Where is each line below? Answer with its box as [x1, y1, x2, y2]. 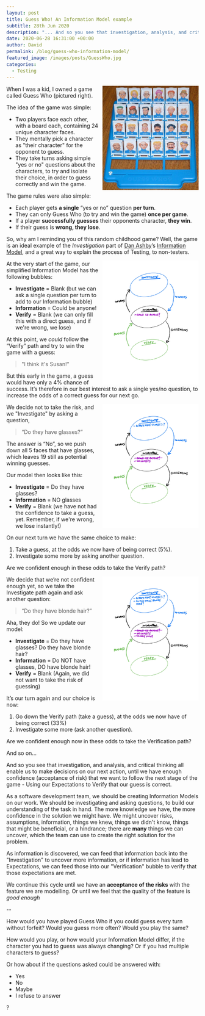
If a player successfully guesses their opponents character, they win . [15, 217, 192, 224]
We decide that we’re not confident [6, 575, 95, 583]
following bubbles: [6, 273, 53, 280]
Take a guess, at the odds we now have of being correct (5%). [15, 546, 172, 553]
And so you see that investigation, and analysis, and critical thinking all [6, 761, 184, 768]
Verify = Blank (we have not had [15, 502, 97, 510]
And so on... [6, 749, 37, 757]
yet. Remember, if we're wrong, [15, 516, 95, 523]
